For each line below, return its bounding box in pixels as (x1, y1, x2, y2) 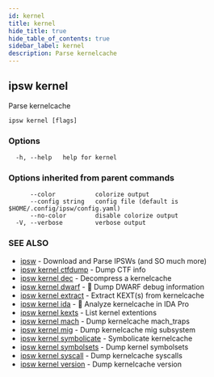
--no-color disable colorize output (29, 212, 179, 220)
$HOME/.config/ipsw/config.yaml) (8, 205, 121, 213)
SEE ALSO (8, 238, 49, 249)
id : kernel (8, 11, 45, 20)
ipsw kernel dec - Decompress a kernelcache (19, 273, 172, 283)
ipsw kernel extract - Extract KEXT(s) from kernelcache (19, 290, 204, 300)
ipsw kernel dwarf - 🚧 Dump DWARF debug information (19, 282, 204, 291)
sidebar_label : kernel (8, 42, 85, 50)
